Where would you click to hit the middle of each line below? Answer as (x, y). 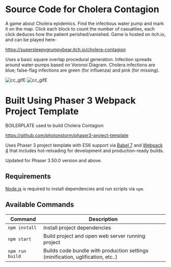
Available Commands (40, 205)
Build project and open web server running (94, 236)
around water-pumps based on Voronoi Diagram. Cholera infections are (80, 65)
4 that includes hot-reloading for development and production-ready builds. (85, 151)
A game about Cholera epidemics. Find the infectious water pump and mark (85, 23)
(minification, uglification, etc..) (80, 257)
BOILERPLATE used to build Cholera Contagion (54, 125)
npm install (22, 228)
